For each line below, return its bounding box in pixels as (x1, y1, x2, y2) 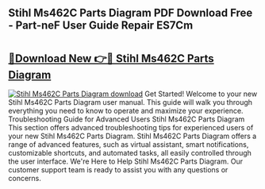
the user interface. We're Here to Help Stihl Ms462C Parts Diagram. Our (8, 156, 244, 166)
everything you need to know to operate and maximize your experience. (8, 106, 244, 115)
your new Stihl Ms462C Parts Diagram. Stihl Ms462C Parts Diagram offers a (8, 131, 257, 141)
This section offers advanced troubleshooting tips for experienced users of (8, 123, 254, 132)
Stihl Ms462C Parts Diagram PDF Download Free (8, 6, 253, 20)
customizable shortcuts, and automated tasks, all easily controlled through (8, 148, 252, 157)
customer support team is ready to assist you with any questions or (8, 165, 229, 174)
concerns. (8, 174, 42, 183)
